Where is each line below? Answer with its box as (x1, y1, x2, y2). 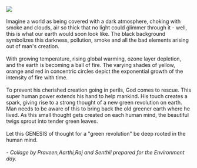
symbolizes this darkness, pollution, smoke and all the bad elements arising (6, 36, 189, 43)
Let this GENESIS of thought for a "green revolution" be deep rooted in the (6, 130, 186, 137)
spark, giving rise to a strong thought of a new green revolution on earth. (6, 99, 182, 106)
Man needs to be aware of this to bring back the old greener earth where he (6, 105, 190, 112)
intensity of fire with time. (6, 74, 68, 81)
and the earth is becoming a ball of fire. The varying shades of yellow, (6, 62, 175, 68)
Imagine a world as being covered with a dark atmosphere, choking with (6, 18, 181, 25)
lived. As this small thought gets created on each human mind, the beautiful (6, 112, 189, 118)
